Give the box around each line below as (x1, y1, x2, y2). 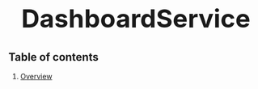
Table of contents (8, 50, 99, 64)
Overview (19, 71, 53, 81)
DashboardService (21, 3, 251, 34)
